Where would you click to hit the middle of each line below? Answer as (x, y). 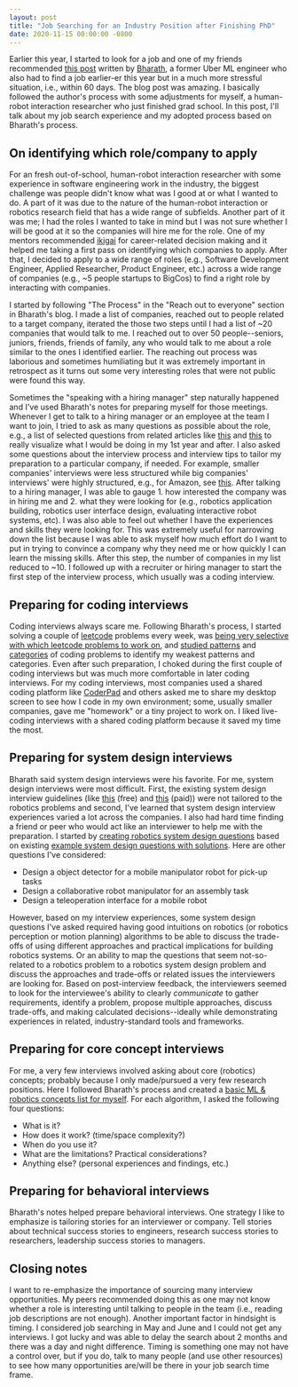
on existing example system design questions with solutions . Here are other (147, 845)
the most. (27, 730)
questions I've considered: (58, 854)
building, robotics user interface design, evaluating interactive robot (133, 511)
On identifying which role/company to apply (133, 153)
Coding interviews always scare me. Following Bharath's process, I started (145, 626)
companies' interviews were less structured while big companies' (129, 473)
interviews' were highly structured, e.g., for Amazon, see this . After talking (145, 483)
